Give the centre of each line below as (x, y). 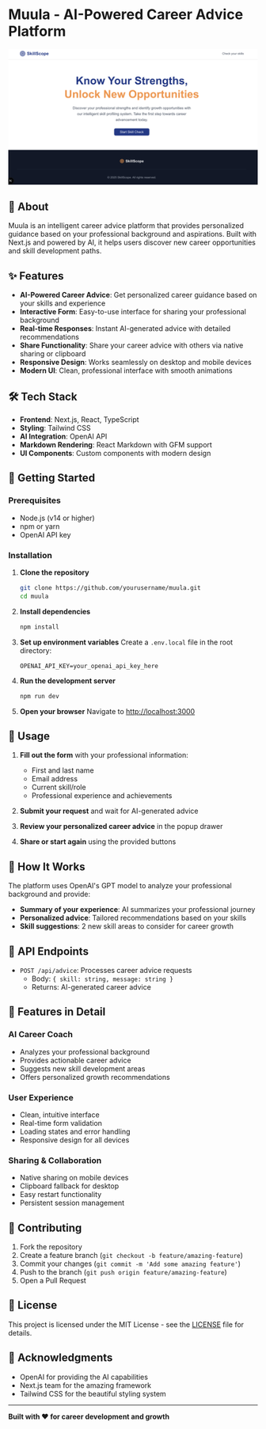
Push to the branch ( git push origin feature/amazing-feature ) (123, 1272)
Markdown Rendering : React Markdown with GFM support (116, 445)
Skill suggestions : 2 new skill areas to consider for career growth (127, 926)
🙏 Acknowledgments (61, 1358)
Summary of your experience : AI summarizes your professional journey (137, 910)
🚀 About (28, 206)
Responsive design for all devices (74, 1140)
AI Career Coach (41, 1035)
